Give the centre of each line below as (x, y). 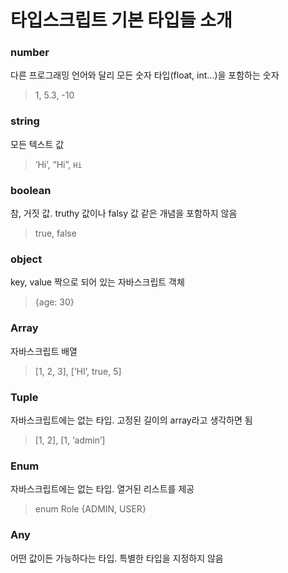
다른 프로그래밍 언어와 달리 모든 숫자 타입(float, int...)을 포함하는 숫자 (145, 75)
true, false (55, 233)
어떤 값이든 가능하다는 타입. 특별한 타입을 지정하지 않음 (117, 558)
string (25, 121)
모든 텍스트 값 (37, 144)
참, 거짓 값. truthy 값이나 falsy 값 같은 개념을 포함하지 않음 (124, 213)
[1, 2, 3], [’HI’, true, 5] (78, 371)
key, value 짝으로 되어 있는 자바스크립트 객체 (97, 282)
